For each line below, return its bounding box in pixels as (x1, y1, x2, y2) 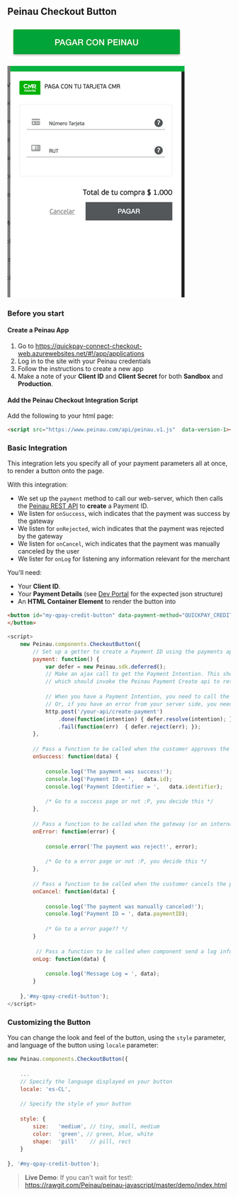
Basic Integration (7, 443, 67, 453)
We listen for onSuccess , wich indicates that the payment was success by (17, 510, 230, 518)
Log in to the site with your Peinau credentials (17, 357, 151, 365)
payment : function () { (33, 655, 100, 663)
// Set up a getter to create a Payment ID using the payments (33, 648, 223, 655)
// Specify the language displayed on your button (20, 1078, 173, 1085)
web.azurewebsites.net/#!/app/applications (17, 349, 145, 357)
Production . (17, 379, 53, 388)
